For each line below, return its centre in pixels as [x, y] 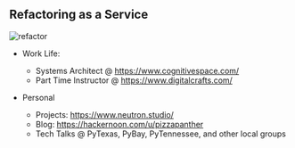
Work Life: [41, 53]
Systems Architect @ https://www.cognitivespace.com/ [137, 70]
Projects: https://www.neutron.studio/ [104, 114]
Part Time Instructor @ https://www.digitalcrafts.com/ [134, 80]
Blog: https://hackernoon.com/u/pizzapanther [119, 124]
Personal [38, 97]
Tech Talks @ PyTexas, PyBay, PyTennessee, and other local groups [161, 134]
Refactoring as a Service [79, 15]
